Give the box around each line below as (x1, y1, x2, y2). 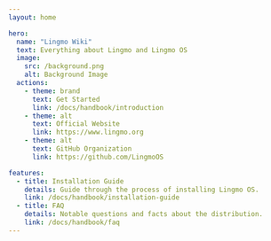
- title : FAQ (16, 201, 65, 211)
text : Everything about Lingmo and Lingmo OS (16, 45, 188, 54)
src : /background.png (24, 62, 104, 71)
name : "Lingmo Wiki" (16, 37, 92, 46)
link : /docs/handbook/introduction (31, 103, 164, 112)
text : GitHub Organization (31, 144, 132, 153)
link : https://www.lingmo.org (31, 128, 144, 137)
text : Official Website (31, 120, 121, 128)
